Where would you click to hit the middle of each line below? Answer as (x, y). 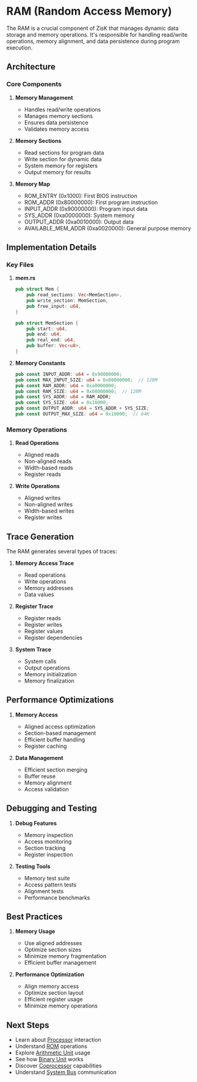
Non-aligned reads (48, 461)
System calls (40, 662)
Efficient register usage (54, 1000)
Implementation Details (52, 248)
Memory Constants (40, 363)
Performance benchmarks (57, 897)
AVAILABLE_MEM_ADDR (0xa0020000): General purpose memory (108, 228)
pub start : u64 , (47, 329)
